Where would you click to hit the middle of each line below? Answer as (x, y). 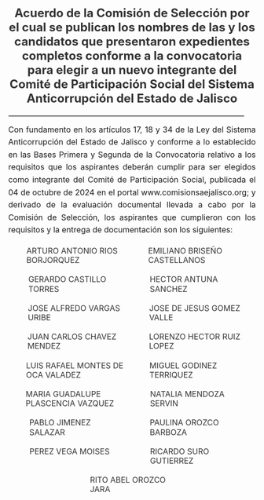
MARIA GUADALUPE (63, 394)
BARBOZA (168, 432)
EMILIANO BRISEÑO (185, 250)
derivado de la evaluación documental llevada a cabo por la (132, 205)
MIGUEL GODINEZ (183, 365)
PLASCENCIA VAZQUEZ (70, 403)
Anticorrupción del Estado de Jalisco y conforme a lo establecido (132, 142)
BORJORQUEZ (53, 261)
